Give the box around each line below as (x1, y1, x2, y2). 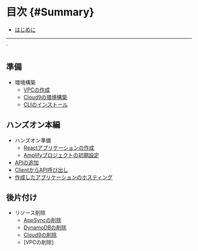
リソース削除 (14, 209, 46, 216)
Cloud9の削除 (23, 232, 57, 239)
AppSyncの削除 (23, 217, 62, 224)
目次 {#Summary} (6, 5, 94, 19)
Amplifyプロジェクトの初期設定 (23, 151, 99, 158)
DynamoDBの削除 (23, 224, 67, 231)
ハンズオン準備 (14, 136, 51, 144)
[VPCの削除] (23, 239, 54, 246)
